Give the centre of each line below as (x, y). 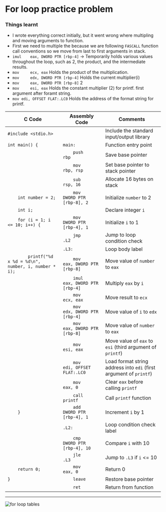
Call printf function (128, 398)
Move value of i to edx (131, 312)
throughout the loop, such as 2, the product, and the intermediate (79, 62)
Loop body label (124, 249)
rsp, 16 (72, 185)
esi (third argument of (131, 347)
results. (20, 67)
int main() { (23, 145)
